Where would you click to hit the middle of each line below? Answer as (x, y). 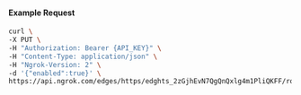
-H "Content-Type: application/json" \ (83, 56)
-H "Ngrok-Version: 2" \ (55, 65)
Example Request (42, 13)
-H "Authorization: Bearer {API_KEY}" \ (85, 48)
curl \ (21, 31)
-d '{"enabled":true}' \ (55, 73)
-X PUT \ (25, 40)
